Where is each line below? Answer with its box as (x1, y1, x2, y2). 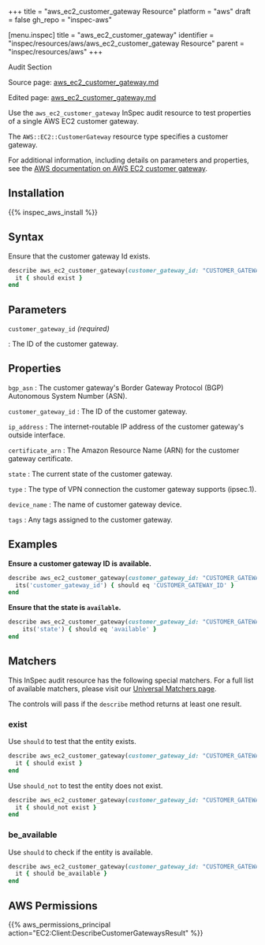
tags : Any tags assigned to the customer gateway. (8, 515, 174, 524)
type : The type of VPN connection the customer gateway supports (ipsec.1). (8, 484, 257, 493)
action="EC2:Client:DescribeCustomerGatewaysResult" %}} (8, 928, 203, 938)
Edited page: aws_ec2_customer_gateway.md (8, 93, 156, 102)
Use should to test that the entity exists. (8, 737, 136, 746)
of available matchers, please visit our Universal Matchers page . (8, 683, 217, 693)
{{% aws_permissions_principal (8, 920, 111, 929)
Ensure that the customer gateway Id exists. (8, 251, 151, 261)
